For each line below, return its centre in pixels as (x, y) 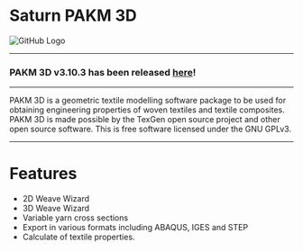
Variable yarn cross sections (75, 218)
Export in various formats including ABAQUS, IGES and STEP (135, 228)
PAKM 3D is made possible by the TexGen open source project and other (145, 120)
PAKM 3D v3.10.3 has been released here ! (103, 72)
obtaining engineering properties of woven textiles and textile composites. (147, 110)
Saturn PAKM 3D (73, 16)
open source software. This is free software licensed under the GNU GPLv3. (150, 129)
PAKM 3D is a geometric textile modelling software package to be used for (148, 101)
